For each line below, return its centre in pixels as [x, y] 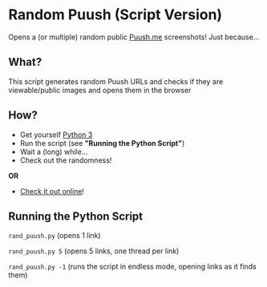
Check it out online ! [52, 191]
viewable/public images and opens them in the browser [100, 90]
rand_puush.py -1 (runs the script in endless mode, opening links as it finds [132, 267]
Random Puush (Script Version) [115, 15]
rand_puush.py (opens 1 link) [55, 236]
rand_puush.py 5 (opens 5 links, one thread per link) [94, 251]
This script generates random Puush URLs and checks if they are [116, 81]
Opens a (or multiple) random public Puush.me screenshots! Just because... [134, 37]
